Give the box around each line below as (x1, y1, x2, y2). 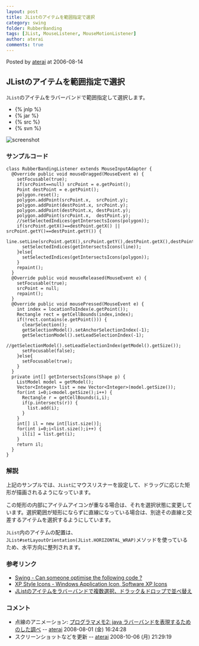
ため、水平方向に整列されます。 (6, 544, 84, 551)
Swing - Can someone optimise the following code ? (14, 574, 143, 581)
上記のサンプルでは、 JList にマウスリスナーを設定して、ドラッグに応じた (6, 481, 185, 489)
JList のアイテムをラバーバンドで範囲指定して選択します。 (6, 93, 148, 101)
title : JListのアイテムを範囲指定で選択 (6, 14, 95, 20)
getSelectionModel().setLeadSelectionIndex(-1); (21, 332, 145, 338)
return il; (17, 441, 44, 448)
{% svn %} (14, 124, 41, 131)
